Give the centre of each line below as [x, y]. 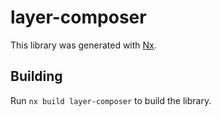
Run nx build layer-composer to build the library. [111, 100]
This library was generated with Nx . [83, 45]
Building [36, 76]
